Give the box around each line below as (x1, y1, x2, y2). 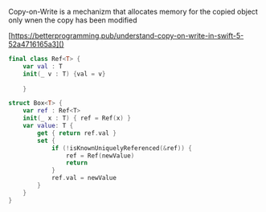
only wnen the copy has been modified (8, 15, 137, 25)
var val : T (23, 62, 63, 71)
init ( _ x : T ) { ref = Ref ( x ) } (23, 114, 131, 123)
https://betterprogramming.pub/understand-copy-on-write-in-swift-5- (10, 31, 244, 40)
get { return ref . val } (37, 128, 117, 137)
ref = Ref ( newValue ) (65, 152, 135, 160)
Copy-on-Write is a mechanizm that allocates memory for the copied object (8, 7, 259, 16)
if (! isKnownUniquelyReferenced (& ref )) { (51, 144, 193, 152)
